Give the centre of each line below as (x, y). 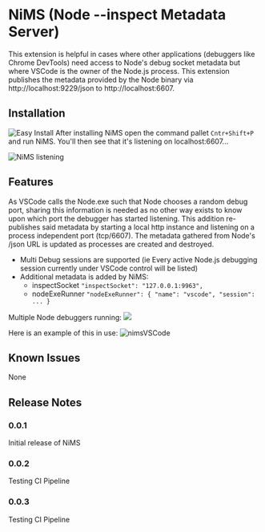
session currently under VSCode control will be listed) (109, 268)
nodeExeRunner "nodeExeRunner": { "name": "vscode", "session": (143, 294)
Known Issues (44, 357)
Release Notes (45, 402)
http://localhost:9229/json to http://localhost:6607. (91, 88)
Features (31, 182)
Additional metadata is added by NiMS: (84, 276)
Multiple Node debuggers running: (65, 317)
